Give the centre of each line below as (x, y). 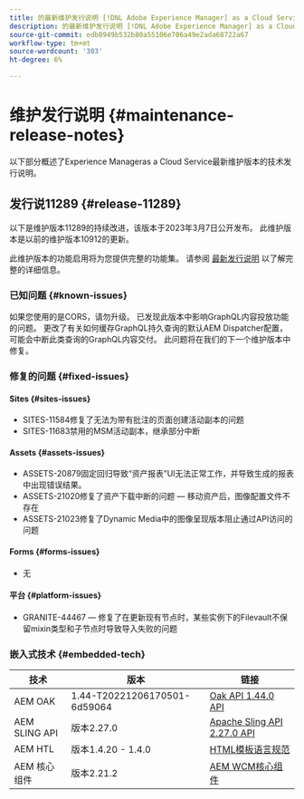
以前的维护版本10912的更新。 (79, 239)
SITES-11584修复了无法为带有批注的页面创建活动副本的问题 (133, 420)
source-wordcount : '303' (56, 52)
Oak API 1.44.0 (242, 696)
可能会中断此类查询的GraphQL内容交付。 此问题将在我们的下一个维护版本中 (150, 340)
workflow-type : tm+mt (50, 43)
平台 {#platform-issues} (56, 595)
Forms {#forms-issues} (55, 551)
